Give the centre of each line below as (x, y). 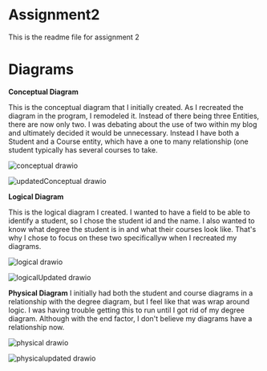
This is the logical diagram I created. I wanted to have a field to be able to (129, 212)
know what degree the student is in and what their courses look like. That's (132, 229)
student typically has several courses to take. (83, 149)
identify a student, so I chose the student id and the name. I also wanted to (131, 220)
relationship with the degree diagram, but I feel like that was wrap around (129, 301)
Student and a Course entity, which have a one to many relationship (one (128, 141)
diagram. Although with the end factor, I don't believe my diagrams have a (130, 318)
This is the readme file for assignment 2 (74, 37)
